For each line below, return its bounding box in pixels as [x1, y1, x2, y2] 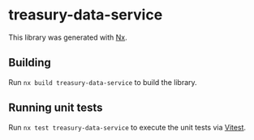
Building [8, 56, 51, 70]
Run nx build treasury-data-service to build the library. [8, 77, 197, 87]
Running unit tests [8, 101, 103, 115]
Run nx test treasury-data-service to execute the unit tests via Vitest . [8, 122, 246, 132]
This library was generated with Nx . [8, 32, 127, 42]
